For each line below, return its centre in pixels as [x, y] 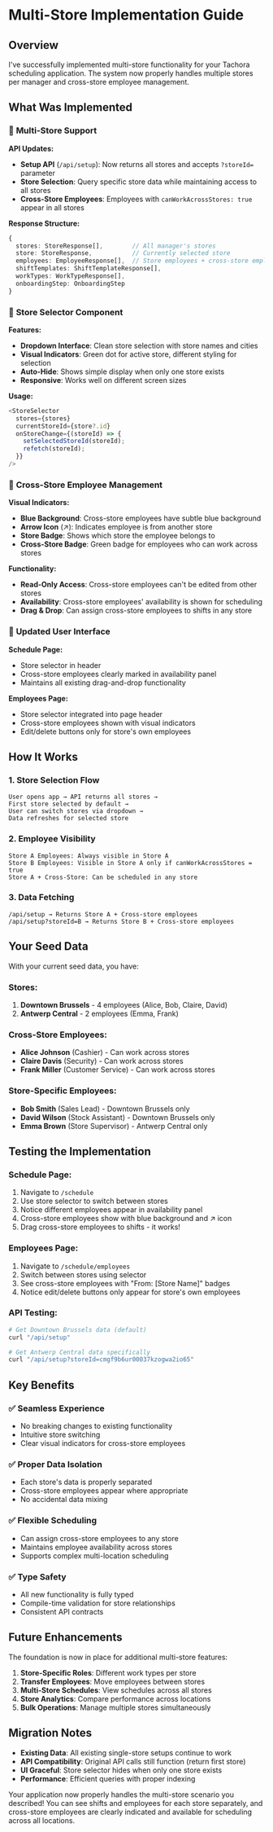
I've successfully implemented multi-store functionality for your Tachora [129, 64]
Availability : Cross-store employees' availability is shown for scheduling [141, 602]
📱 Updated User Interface [60, 631]
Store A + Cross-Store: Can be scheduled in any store [103, 877]
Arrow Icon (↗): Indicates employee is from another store [116, 527]
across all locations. [42, 1820]
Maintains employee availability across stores [96, 1547]
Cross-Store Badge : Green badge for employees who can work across [139, 544]
